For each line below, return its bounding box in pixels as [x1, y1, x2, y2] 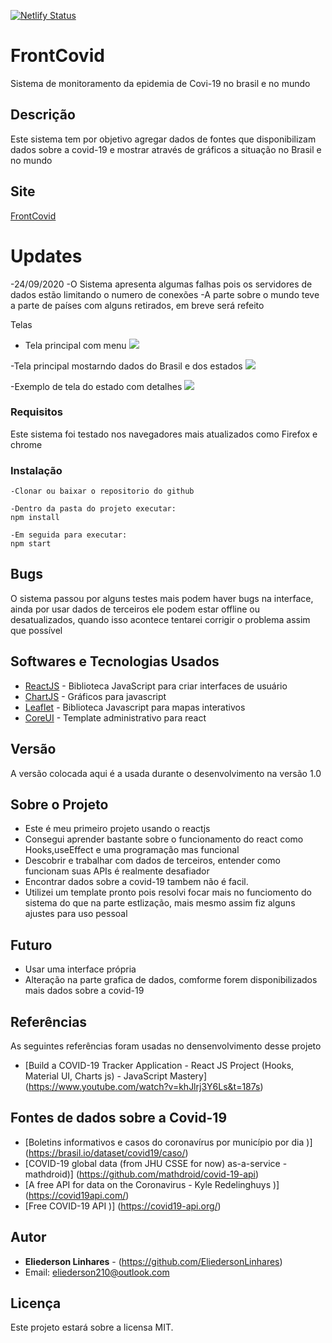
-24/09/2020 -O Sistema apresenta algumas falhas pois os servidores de [10, 278, 313, 290]
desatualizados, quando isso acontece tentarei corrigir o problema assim [10, 613, 311, 625]
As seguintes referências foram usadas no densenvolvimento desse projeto [10, 1040, 322, 1052]
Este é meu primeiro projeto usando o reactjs [24, 823, 211, 835]
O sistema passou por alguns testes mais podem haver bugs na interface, [10, 592, 314, 604]
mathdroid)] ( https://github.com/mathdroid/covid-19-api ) [24, 1168, 260, 1180]
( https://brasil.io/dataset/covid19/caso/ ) [24, 1146, 189, 1159]
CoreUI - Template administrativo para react [24, 711, 207, 724]
